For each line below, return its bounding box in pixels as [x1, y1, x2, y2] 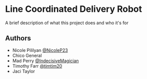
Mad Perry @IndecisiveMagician [12, 58, 79, 64]
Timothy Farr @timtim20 [12, 63, 63, 69]
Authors [5, 34, 31, 42]
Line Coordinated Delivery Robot [5, 3, 143, 15]
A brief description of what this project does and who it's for [5, 20, 129, 26]
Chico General [12, 52, 42, 58]
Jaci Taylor [12, 68, 35, 74]
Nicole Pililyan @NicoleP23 [12, 47, 68, 53]
